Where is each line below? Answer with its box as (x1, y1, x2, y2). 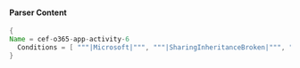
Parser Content (9, 7, 67, 18)
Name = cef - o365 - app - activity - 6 (9, 35, 129, 44)
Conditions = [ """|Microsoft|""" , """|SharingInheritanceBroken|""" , (17, 42, 286, 52)
